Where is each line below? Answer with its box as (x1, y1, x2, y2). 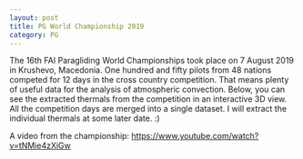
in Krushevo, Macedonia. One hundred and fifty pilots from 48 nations (9, 65, 272, 75)
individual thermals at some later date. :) (9, 113, 161, 124)
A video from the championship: (9, 131, 130, 142)
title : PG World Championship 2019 (9, 22, 145, 31)
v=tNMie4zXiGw (9, 140, 71, 151)
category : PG (9, 30, 59, 39)
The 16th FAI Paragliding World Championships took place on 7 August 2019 (9, 55, 294, 66)
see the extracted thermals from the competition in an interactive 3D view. (9, 94, 288, 104)
